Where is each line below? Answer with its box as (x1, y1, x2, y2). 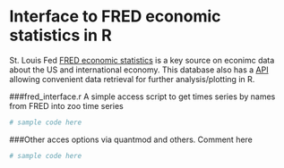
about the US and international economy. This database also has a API (9, 64, 269, 75)
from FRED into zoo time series (9, 100, 124, 111)
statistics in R (9, 25, 112, 46)
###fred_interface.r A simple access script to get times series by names (9, 91, 276, 102)
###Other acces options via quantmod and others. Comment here (9, 134, 254, 145)
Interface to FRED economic (9, 6, 221, 27)
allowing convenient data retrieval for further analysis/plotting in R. (9, 73, 255, 84)
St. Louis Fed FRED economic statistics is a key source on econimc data (9, 55, 275, 65)
